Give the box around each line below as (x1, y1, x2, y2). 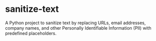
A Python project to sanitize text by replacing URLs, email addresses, (5, 20, 146, 26)
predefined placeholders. (5, 30, 57, 36)
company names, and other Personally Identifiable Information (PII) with (5, 25, 152, 31)
